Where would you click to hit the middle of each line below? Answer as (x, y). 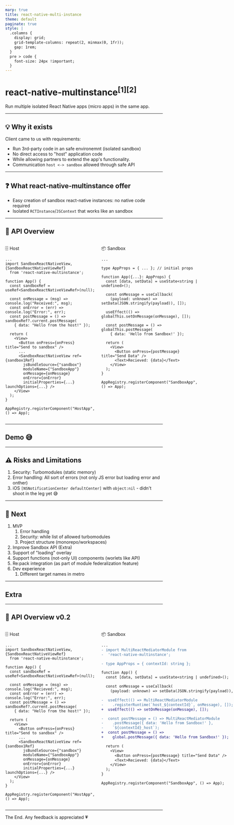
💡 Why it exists (29, 127)
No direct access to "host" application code (57, 154)
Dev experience (29, 569)
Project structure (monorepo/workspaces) (63, 542)
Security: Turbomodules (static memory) (54, 472)
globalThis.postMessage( (127, 329)
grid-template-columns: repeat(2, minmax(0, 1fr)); (69, 43)
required (21, 206)
